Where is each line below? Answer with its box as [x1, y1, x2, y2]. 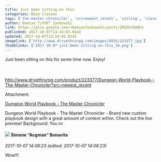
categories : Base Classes [5, 12, 57, 16]
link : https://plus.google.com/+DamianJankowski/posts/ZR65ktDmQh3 [5, 25, 144, 30]
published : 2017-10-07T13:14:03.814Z [5, 29, 81, 34]
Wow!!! [5, 152, 19, 158]
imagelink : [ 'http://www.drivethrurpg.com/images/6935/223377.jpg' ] [5, 39, 146, 44]
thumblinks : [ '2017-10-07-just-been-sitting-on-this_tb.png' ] [5, 43, 133, 48]
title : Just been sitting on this [5, 7, 75, 12]
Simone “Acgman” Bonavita [11, 132, 68, 138]
